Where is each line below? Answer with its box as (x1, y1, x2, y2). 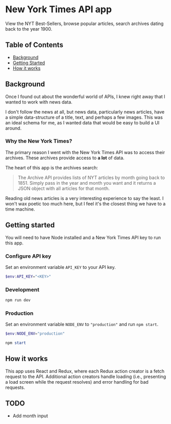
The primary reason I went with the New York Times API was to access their (5, 149, 165, 155)
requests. (5, 384, 26, 390)
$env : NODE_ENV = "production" (5, 331, 65, 336)
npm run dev (5, 297, 31, 303)
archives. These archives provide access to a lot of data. (5, 155, 125, 161)
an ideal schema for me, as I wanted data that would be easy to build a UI (5, 119, 160, 126)
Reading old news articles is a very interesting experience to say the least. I (5, 195, 164, 201)
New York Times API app (5, 4, 112, 15)
